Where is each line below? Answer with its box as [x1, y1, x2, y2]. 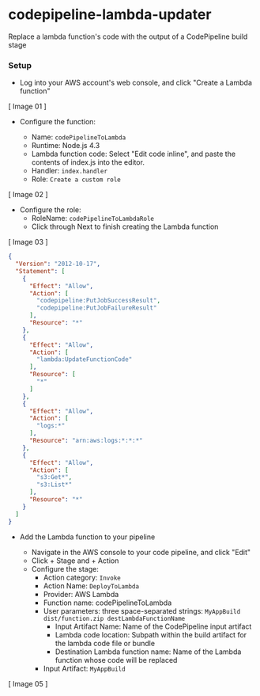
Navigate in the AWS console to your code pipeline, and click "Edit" [31, 547, 251, 557]
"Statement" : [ [15, 267, 66, 275]
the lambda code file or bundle [55, 638, 156, 648]
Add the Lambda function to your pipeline [19, 532, 156, 542]
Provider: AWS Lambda [43, 589, 119, 599]
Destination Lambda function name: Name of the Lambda [55, 647, 242, 656]
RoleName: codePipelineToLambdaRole [31, 214, 154, 223]
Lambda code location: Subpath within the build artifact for [55, 629, 247, 639]
